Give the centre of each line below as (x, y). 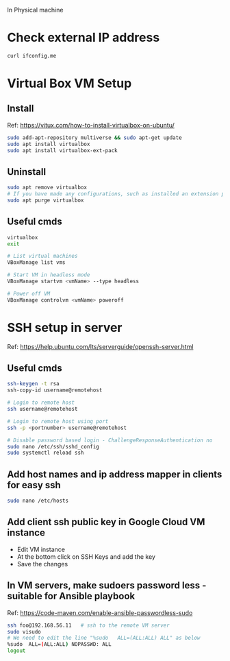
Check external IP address (84, 38)
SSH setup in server (65, 327)
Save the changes (42, 564)
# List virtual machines (42, 256)
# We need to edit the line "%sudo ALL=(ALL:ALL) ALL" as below (104, 638)
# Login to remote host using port (58, 421)
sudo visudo (24, 632)
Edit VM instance (41, 549)
